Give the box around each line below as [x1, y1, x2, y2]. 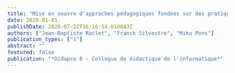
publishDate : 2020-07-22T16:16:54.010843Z [7, 23, 133, 30]
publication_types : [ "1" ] [7, 36, 83, 43]
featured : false [7, 49, 55, 56]
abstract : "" [7, 42, 45, 49]
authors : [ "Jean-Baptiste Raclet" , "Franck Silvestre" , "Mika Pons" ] [7, 29, 215, 37]
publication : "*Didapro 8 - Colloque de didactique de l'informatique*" [7, 56, 224, 63]
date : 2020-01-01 [7, 17, 58, 24]
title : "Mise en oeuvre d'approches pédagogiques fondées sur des [7, 10, 205, 17]
